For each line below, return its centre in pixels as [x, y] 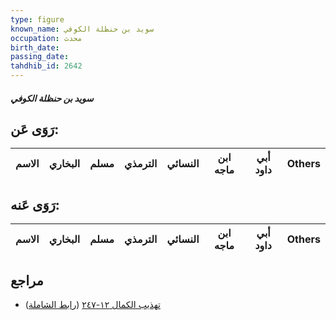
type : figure [37, 19]
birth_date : [35, 47]
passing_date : [40, 57]
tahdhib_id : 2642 [46, 66]
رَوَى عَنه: [35, 204]
